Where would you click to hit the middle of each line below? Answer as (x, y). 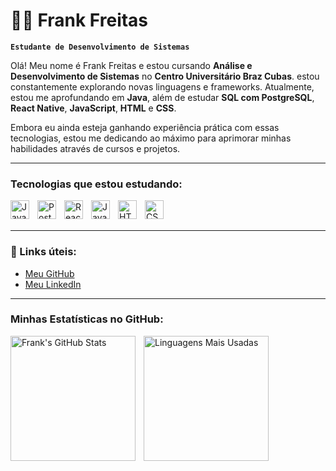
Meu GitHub (49, 273)
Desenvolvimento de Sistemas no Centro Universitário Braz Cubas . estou (165, 76)
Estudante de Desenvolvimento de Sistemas (100, 47)
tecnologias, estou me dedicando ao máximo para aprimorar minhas (151, 138)
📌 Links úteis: (43, 252)
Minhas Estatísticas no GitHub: (87, 319)
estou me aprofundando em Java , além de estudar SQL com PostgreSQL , (162, 97)
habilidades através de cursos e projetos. (95, 148)
